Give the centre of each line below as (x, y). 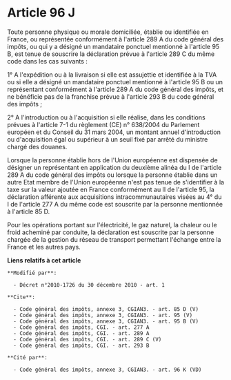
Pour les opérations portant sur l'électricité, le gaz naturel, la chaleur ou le (112, 225)
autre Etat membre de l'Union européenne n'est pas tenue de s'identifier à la (116, 182)
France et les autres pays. (44, 247)
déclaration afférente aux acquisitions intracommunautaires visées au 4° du (114, 197)
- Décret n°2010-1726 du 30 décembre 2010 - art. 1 (89, 285)
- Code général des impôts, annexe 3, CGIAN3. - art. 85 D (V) (106, 309)
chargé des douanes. (37, 146)
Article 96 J (41, 13)
